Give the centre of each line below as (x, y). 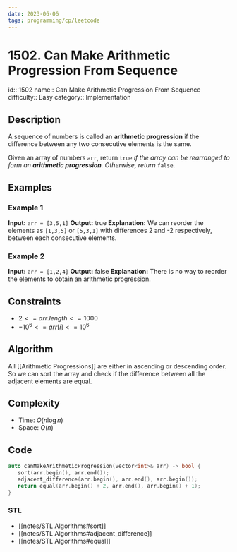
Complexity (34, 403)
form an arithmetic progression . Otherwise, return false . (92, 165)
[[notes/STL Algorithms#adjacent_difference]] (85, 533)
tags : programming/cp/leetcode (54, 20)
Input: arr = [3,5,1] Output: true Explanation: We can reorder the (106, 222)
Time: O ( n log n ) (41, 420)
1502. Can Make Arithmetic (89, 55)
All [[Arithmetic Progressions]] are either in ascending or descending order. (117, 366)
